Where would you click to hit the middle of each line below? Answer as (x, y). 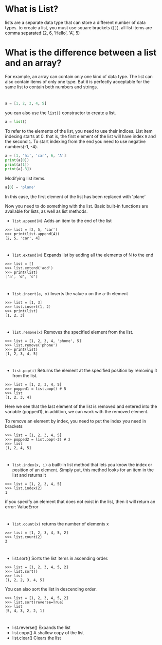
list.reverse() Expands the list (41, 627)
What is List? (32, 9)
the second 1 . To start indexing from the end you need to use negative (75, 141)
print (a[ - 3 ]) (18, 169)
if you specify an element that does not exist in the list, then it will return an (80, 502)
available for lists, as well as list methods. (46, 211)
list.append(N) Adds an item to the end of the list (62, 221)
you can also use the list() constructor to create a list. (61, 113)
